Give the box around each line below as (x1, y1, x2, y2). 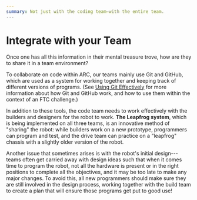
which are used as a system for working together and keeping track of (6, 77, 176, 84)
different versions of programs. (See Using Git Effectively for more (6, 83, 167, 90)
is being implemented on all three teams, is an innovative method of (6, 120, 170, 127)
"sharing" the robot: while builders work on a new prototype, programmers (6, 126, 187, 133)
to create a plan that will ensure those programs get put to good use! (6, 187, 172, 194)
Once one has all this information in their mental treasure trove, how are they (6, 53, 192, 60)
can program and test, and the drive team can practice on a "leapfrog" (6, 132, 177, 139)
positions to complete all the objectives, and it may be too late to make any (6, 168, 187, 175)
